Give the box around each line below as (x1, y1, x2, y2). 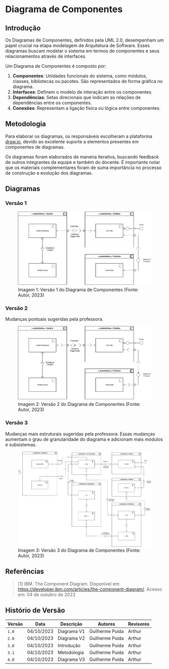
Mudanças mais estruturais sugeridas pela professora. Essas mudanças (5, 431, 155, 437)
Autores (98, 621, 115, 627)
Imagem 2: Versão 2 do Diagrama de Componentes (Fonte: (18, 401, 141, 407)
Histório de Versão (5, 606, 65, 615)
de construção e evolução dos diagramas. (5, 170, 93, 176)
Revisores (128, 621, 150, 627)
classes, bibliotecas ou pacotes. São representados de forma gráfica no (12, 78, 163, 84)
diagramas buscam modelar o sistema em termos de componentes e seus (5, 48, 160, 54)
